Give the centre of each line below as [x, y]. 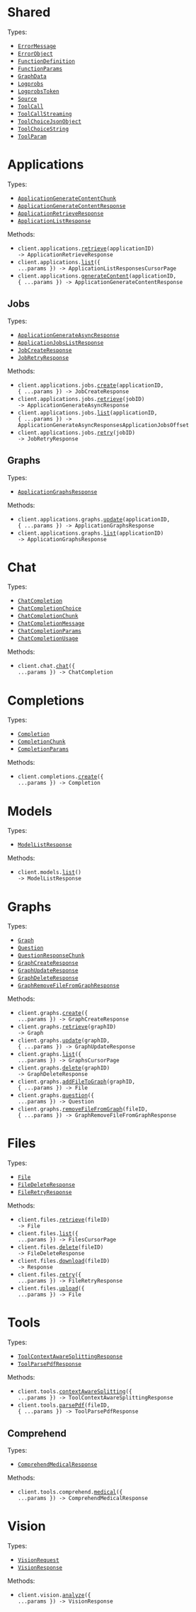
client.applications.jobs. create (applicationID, [91, 385]
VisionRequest [38, 1560]
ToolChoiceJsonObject [49, 121]
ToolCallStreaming [45, 114]
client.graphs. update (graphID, [64, 1041]
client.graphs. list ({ [49, 1055]
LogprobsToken [38, 91]
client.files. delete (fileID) [60, 1247]
